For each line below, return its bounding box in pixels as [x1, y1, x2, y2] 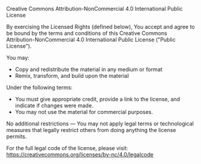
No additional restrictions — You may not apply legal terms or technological [6, 120, 194, 127]
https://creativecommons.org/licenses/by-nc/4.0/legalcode [6, 151, 154, 158]
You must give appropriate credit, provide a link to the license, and [14, 96, 180, 102]
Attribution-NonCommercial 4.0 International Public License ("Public [6, 36, 176, 43]
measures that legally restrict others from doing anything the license [6, 127, 176, 133]
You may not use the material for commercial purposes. [14, 109, 153, 115]
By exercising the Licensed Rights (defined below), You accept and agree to [6, 24, 195, 30]
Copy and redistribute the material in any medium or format [14, 66, 163, 73]
